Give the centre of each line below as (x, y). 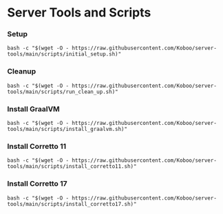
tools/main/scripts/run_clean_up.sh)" (63, 92)
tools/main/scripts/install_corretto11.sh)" (72, 167)
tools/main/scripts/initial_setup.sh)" (64, 54)
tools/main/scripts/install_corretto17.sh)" (72, 204)
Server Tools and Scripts (79, 13)
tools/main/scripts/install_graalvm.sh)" (67, 129)
